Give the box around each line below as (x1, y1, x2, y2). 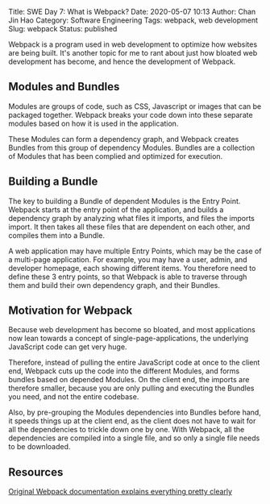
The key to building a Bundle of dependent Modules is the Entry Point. (8, 196, 241, 206)
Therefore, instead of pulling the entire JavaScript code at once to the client (8, 358, 260, 368)
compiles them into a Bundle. (8, 230, 105, 240)
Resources (8, 465, 64, 479)
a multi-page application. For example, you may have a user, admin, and (8, 254, 247, 264)
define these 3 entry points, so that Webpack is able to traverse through (8, 272, 247, 281)
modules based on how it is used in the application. (8, 119, 179, 128)
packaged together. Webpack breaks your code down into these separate (8, 110, 253, 119)
